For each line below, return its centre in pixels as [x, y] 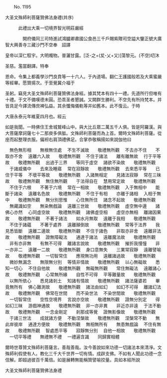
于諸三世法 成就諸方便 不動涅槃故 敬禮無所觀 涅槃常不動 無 [84, 318]
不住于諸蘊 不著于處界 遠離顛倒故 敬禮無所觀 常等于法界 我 [84, 225]
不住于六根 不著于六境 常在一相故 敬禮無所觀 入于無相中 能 [84, 187]
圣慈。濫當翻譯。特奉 [27, 66]
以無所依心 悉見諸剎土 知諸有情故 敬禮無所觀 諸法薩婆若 [78, 281]
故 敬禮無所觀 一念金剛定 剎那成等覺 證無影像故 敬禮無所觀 [80, 312]
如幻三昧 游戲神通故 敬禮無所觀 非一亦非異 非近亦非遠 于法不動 [83, 306]
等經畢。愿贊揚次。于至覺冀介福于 [40, 83]
